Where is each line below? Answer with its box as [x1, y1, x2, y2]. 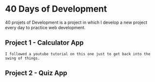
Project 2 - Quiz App [5, 69, 67, 77]
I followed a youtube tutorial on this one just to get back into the [5, 51, 151, 56]
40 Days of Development [5, 3, 108, 15]
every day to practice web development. [5, 24, 86, 30]
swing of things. [5, 56, 40, 61]
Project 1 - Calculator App [5, 39, 84, 47]
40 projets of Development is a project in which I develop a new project [5, 19, 148, 25]
